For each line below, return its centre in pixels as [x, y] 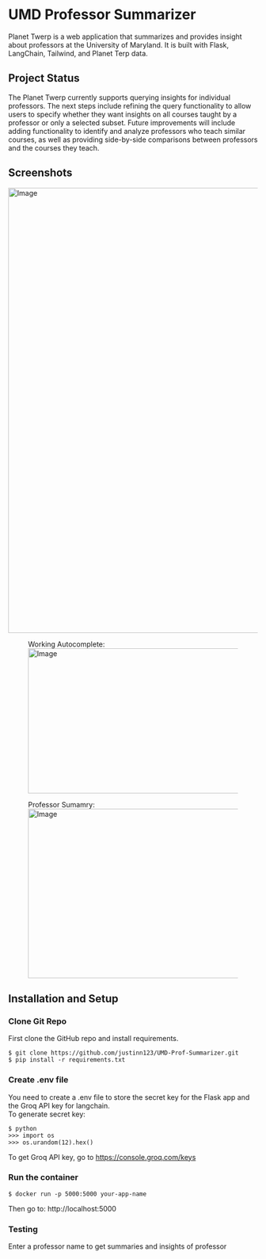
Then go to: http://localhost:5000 [63, 1208]
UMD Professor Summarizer [102, 15]
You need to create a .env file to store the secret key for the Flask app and [129, 1097]
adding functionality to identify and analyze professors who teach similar [127, 131]
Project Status [44, 78]
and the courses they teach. [54, 147]
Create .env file [38, 1080]
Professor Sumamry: [61, 804]
